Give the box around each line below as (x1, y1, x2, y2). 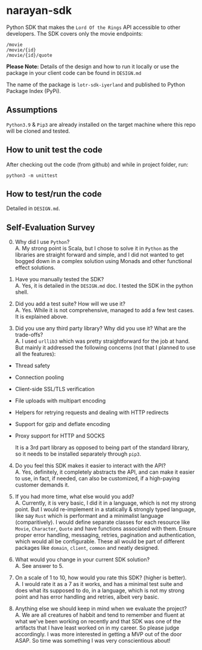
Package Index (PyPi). (6, 87, 62, 94)
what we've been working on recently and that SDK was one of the (14, 618, 181, 625)
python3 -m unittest (6, 173, 58, 179)
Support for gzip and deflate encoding (14, 421, 110, 428)
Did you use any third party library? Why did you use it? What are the (14, 325, 186, 332)
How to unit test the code (6, 145, 103, 155)
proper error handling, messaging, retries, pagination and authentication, (14, 532, 196, 539)
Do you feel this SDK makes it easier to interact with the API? (14, 462, 166, 470)
